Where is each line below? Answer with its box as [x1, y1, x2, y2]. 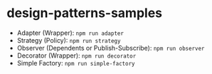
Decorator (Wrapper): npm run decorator [16, 51, 137, 60]
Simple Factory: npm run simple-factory [16, 58, 135, 67]
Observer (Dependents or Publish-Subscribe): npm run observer [16, 43, 205, 52]
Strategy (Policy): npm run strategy [16, 36, 121, 44]
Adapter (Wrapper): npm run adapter [16, 28, 124, 37]
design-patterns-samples [6, 5, 163, 21]
